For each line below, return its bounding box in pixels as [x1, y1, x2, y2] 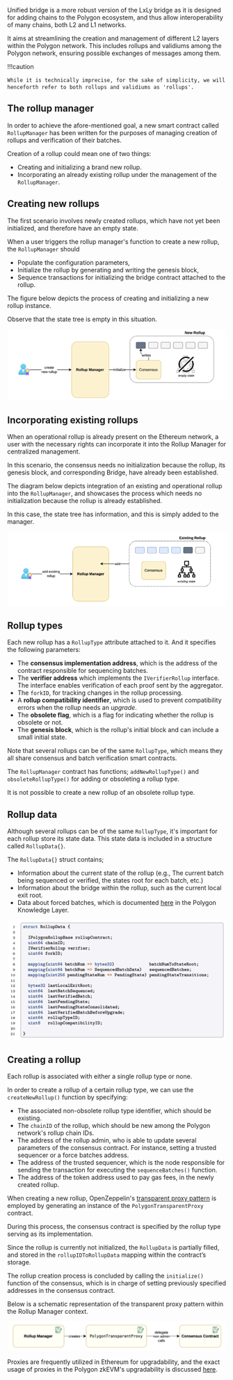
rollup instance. [7, 301, 52, 309]
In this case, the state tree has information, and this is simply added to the [7, 510, 219, 518]
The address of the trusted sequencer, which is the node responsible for [17, 1158, 225, 1167]
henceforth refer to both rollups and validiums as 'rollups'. [7, 84, 195, 91]
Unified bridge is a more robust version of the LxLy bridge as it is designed [7, 6, 221, 14]
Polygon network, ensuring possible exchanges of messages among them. [7, 49, 221, 57]
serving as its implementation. [7, 1230, 94, 1239]
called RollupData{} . [7, 842, 66, 851]
